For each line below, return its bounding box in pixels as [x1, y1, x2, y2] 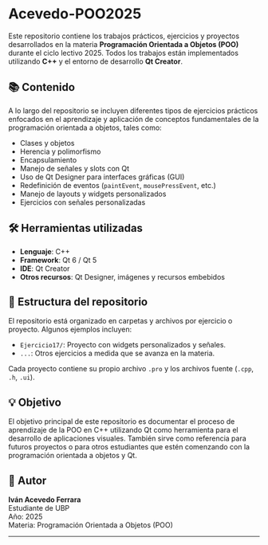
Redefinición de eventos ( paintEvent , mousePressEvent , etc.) [19, 180, 217, 190]
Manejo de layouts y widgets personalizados [19, 189, 167, 198]
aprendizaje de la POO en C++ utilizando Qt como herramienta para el [8, 425, 238, 435]
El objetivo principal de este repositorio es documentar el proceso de [8, 417, 235, 426]
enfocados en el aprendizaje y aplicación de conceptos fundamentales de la [8, 114, 259, 124]
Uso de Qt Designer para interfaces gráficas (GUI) [19, 172, 185, 182]
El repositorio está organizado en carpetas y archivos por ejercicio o [8, 316, 233, 326]
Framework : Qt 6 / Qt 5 [19, 255, 97, 265]
